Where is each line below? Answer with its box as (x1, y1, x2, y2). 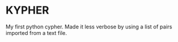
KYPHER (5, 4, 49, 17)
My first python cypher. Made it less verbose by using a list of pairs (5, 23, 173, 30)
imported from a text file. (5, 29, 67, 36)
